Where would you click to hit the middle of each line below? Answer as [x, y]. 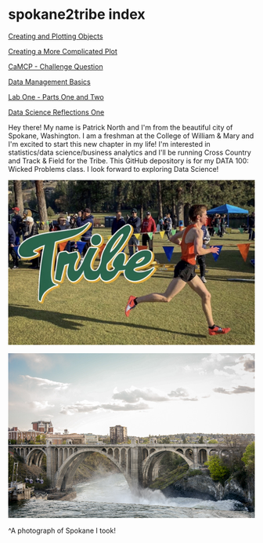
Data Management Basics [50, 82]
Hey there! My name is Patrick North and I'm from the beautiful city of [121, 127]
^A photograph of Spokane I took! [62, 530]
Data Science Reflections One [56, 112]
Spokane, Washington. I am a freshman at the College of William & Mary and [131, 136]
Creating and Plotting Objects [56, 36]
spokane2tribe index [77, 15]
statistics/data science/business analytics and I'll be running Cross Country [130, 152]
